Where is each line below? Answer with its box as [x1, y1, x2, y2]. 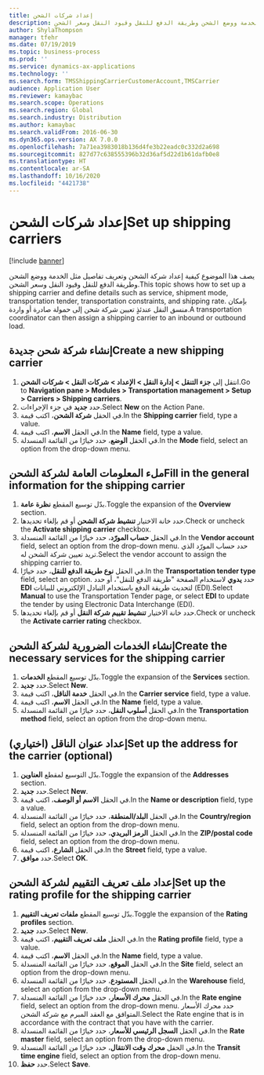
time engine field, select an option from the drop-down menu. [20, 1051, 221, 1060]
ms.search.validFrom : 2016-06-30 [9, 128, 118, 136]
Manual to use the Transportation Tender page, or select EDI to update [20, 591, 250, 601]
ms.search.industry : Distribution [9, 114, 122, 122]
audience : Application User [9, 84, 101, 93]
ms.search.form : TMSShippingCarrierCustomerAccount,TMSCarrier [9, 77, 220, 85]
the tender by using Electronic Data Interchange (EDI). [20, 600, 195, 609]
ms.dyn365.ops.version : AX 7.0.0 [9, 135, 118, 144]
